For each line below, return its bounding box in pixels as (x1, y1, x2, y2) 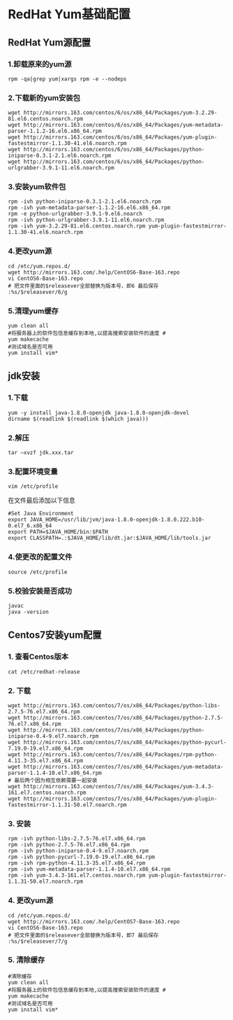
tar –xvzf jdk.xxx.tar (8, 449, 74, 456)
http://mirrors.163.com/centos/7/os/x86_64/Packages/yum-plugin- (23, 795, 218, 802)
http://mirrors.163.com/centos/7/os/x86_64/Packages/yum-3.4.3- (23, 783, 215, 790)
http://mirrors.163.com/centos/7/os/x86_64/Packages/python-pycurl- (23, 739, 227, 746)
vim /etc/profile (8, 483, 59, 490)
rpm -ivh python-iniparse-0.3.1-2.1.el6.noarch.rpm (8, 198, 161, 205)
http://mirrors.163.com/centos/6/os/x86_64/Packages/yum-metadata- (23, 122, 224, 129)
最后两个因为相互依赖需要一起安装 (14, 776, 98, 784)
